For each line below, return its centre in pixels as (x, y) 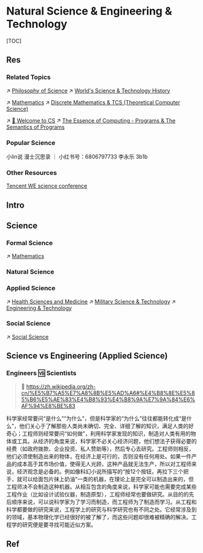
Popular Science (31, 143)
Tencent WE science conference (47, 186)
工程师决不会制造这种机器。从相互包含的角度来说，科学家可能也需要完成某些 (101, 486)
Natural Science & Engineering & (89, 11)
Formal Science (30, 243)
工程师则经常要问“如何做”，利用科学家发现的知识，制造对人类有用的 (107, 433)
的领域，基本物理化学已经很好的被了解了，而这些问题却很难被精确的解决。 (99, 517)
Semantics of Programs (36, 127)
